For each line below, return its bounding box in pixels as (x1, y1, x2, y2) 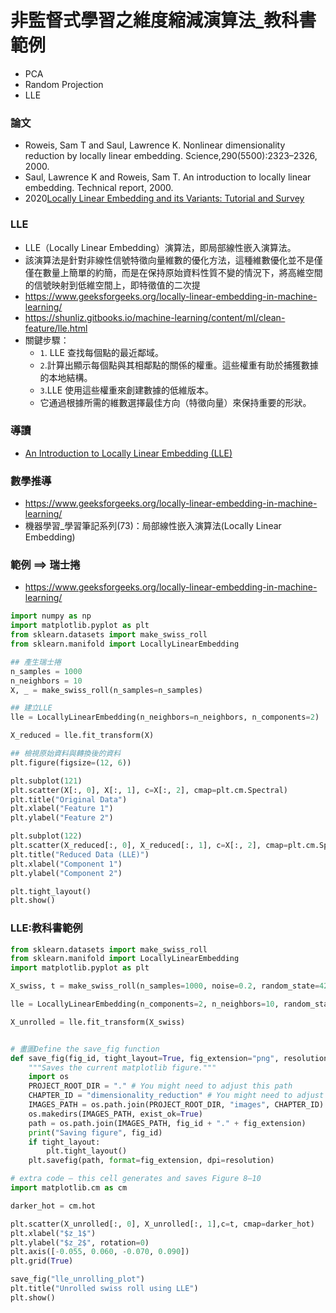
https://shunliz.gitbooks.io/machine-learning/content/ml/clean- (24, 311, 286, 323)
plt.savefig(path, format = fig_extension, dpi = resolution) (28, 1156, 275, 1166)
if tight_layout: (28, 1137, 101, 1147)
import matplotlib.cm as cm (10, 1183, 128, 1193)
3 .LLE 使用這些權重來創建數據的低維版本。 (39, 384, 214, 396)
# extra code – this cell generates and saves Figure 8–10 (10, 1174, 262, 1184)
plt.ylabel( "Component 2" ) (10, 868, 123, 878)
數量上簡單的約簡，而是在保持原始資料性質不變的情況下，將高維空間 (42, 266, 323, 278)
